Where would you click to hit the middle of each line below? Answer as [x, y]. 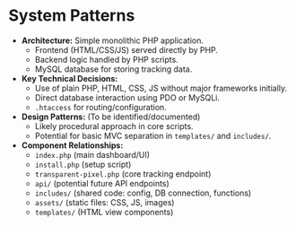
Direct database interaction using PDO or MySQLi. [127, 97]
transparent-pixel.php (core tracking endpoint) [123, 174]
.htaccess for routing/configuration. [100, 107]
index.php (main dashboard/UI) [92, 154]
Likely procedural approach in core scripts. [114, 126]
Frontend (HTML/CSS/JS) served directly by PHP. [126, 49]
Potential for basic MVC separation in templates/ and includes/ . [153, 135]
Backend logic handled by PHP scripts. [106, 59]
